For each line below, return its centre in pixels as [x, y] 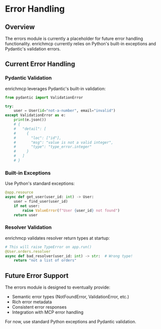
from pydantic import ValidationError [44, 97]
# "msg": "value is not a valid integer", [64, 142]
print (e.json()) [30, 120]
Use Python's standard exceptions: [40, 184]
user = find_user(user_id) [41, 201]
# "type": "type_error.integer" [53, 147]
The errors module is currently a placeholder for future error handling [74, 38]
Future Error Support [37, 276]
